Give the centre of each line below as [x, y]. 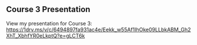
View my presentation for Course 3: [49, 23]
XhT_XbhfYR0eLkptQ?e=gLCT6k [46, 35]
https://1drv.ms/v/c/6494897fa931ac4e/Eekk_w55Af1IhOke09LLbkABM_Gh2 [98, 29]
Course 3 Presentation [48, 10]
